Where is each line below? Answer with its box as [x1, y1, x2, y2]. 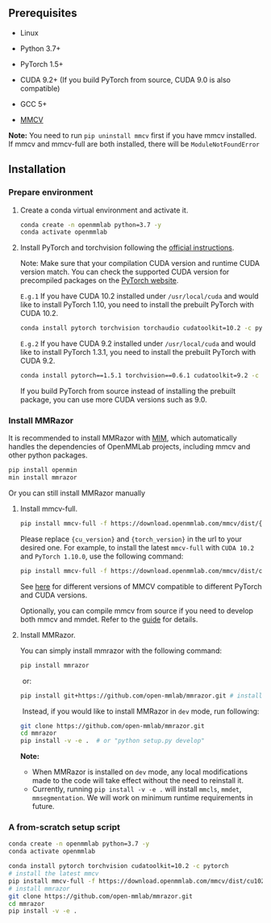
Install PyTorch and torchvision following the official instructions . [19, 242, 235, 253]
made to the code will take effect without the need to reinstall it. [31, 776, 244, 786]
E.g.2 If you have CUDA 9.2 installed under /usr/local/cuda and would [19, 339, 256, 348]
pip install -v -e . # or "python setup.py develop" [19, 737, 205, 745]
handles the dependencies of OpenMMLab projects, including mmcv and [8, 442, 251, 452]
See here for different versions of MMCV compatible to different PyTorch [19, 581, 262, 591]
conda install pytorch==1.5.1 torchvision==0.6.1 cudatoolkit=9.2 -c [19, 372, 260, 380]
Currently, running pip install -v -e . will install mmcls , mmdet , [31, 784, 242, 794]
